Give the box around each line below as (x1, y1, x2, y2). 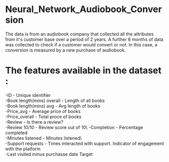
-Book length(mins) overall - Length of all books (5, 97, 105, 103)
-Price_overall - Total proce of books (5, 114, 82, 120)
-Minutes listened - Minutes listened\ (5, 135, 82, 141)
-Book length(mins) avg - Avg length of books (5, 102, 100, 109)
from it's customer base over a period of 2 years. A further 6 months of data (5, 36, 164, 42)
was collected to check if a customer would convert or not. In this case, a (5, 41, 158, 47)
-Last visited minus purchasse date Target (5, 151, 93, 157)
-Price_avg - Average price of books (5, 108, 81, 114)
